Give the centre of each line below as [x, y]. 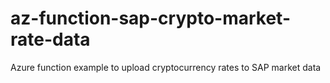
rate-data [50, 39]
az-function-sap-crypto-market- [150, 18]
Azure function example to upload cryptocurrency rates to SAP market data [166, 67]
